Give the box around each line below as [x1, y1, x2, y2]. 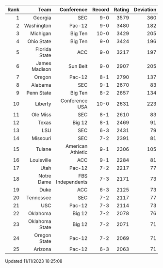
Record [92, 6, 109, 13]
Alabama [31, 82, 52, 88]
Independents [56, 179, 88, 185]
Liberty [35, 100, 52, 107]
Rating [114, 6, 130, 13]
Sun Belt [68, 63, 88, 69]
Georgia [33, 15, 52, 21]
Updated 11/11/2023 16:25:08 [5, 258, 63, 264]
